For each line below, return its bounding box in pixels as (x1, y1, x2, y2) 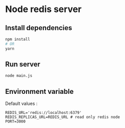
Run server (5, 60, 41, 69)
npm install (5, 37, 30, 42)
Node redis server (5, 4, 82, 15)
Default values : (5, 100, 38, 106)
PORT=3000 (5, 119, 26, 124)
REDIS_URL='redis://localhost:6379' (5, 110, 82, 115)
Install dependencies (5, 24, 72, 32)
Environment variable (5, 87, 74, 96)
